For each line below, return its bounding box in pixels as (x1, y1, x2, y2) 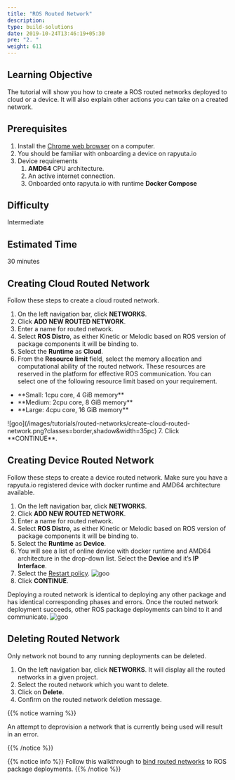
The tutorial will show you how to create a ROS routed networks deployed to (7, 87, 227, 96)
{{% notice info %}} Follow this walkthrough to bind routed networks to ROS (7, 757, 227, 765)
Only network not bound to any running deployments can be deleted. (7, 651, 207, 660)
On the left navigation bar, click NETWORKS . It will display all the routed (17, 665, 226, 674)
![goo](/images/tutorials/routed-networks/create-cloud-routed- (7, 419, 191, 428)
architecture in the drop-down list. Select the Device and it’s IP (17, 554, 199, 563)
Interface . (17, 561, 47, 570)
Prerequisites (7, 123, 67, 135)
